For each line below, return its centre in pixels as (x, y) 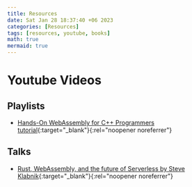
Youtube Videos (55, 80)
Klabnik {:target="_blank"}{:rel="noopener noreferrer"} (95, 176)
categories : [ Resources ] (43, 26)
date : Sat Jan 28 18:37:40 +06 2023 (60, 20)
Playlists (26, 106)
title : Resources (32, 14)
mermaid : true (28, 46)
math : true (23, 40)
